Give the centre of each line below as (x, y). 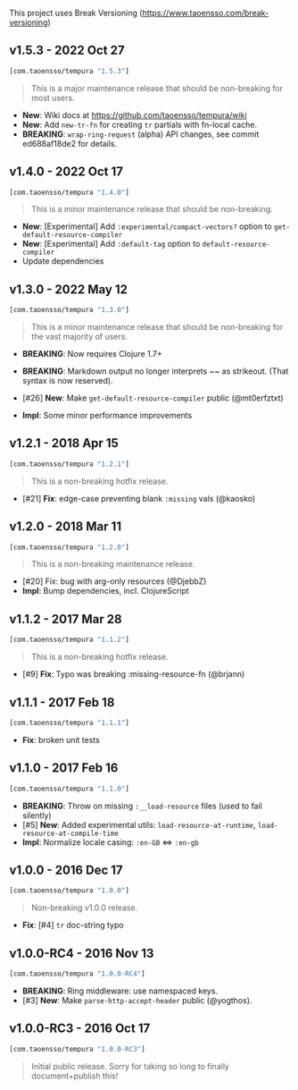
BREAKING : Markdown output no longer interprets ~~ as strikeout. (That (155, 371)
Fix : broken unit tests (61, 739)
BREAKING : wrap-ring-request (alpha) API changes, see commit (141, 134)
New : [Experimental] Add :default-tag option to (111, 244)
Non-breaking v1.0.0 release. (84, 908)
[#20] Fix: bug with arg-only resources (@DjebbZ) (114, 581)
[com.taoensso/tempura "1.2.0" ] (69, 547)
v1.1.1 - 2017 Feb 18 (62, 702)
